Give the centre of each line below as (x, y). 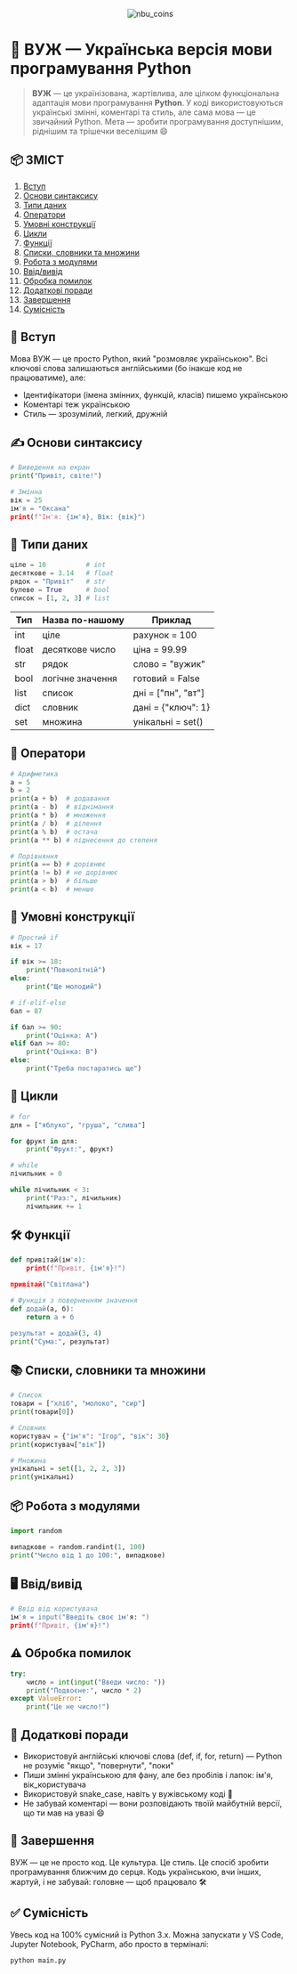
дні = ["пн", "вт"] (169, 693)
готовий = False (166, 678)
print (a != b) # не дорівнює (64, 873)
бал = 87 (26, 1011)
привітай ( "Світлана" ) (50, 1285)
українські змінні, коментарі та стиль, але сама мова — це (144, 112)
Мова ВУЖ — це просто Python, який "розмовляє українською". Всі (139, 358)
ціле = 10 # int (58, 565)
